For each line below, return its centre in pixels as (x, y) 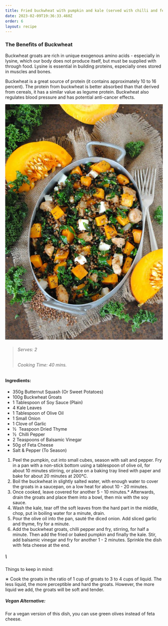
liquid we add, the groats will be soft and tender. (55, 589)
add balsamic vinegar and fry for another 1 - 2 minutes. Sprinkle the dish (87, 540)
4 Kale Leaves (27, 408)
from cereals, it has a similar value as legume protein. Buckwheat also (77, 92)
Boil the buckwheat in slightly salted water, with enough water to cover (85, 481)
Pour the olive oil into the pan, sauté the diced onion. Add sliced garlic (84, 518)
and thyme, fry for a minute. (41, 524)
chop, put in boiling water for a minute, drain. (59, 513)
